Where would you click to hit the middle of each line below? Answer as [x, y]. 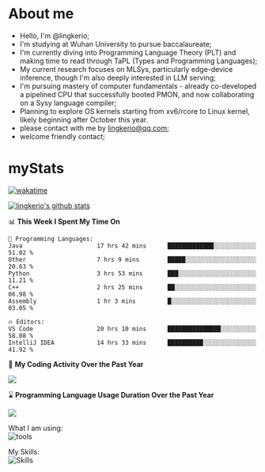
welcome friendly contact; [62, 136]
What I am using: [36, 428]
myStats [36, 169]
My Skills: [24, 451]
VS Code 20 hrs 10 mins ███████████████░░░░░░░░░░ [132, 329]
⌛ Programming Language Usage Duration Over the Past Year [111, 395]
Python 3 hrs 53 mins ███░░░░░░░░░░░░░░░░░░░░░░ [132, 274]
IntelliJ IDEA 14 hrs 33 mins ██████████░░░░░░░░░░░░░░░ [132, 342]
